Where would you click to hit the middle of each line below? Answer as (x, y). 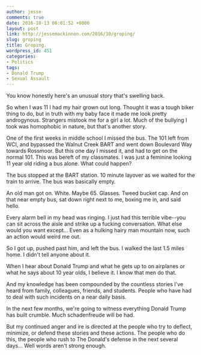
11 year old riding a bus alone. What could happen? (69, 164)
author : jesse (24, 12)
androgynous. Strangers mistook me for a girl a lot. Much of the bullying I (97, 120)
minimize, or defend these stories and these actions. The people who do (96, 333)
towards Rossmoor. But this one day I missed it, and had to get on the (92, 151)
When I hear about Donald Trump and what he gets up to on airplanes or (96, 266)
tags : (13, 67)
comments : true (25, 17)
